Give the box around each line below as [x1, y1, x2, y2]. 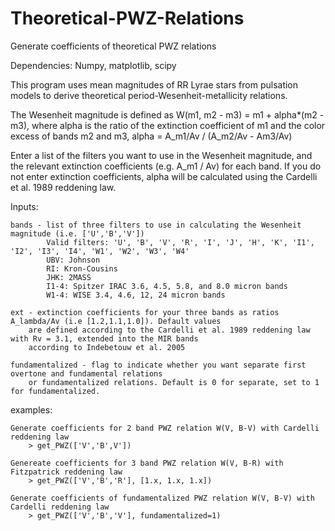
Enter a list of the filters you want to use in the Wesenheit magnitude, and [10, 149, 313, 161]
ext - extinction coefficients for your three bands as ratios [10, 307, 280, 317]
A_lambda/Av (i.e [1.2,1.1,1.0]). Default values [10, 316, 222, 326]
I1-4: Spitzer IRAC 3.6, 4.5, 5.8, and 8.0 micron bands [46, 281, 288, 291]
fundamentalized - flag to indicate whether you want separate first [10, 360, 307, 370]
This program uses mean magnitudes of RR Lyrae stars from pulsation [10, 78, 299, 91]
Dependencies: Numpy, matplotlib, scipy [10, 59, 177, 71]
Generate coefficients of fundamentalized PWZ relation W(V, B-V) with [10, 493, 315, 503]
